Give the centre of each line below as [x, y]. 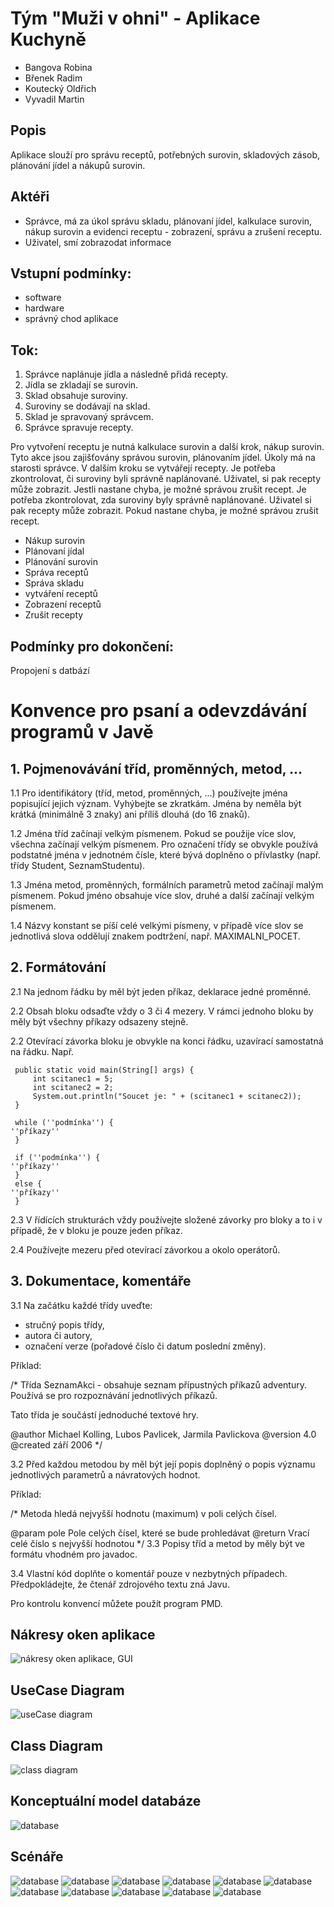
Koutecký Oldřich [60, 88]
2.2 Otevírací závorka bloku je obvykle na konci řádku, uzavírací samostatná [167, 1041]
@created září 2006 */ [56, 1444]
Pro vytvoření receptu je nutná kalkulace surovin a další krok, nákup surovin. [167, 447]
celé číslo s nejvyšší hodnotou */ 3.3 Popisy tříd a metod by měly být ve [158, 1543]
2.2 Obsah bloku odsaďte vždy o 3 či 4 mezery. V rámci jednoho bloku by [162, 1011]
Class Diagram [56, 1745]
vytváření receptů [61, 594]
